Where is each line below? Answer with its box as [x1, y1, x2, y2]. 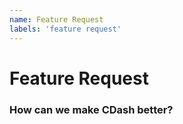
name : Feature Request [9, 14, 104, 25]
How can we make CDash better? [9, 102, 174, 116]
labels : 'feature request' [9, 24, 122, 34]
